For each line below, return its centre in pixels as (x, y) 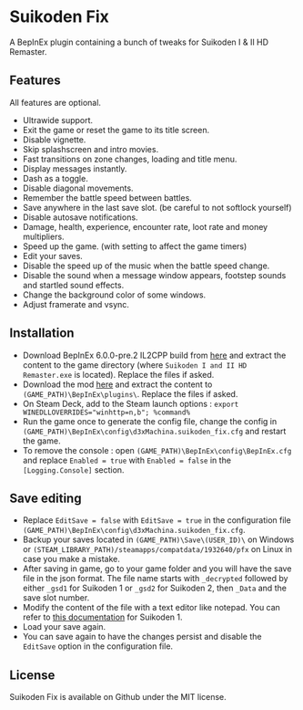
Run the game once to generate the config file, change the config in (150, 421)
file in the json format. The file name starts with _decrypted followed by (155, 579)
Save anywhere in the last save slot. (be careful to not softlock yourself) (157, 207)
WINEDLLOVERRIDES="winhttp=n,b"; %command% (106, 412)
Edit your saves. (53, 256)
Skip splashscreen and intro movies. (91, 149)
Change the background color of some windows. (114, 295)
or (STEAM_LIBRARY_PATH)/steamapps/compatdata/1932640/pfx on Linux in (157, 549)
